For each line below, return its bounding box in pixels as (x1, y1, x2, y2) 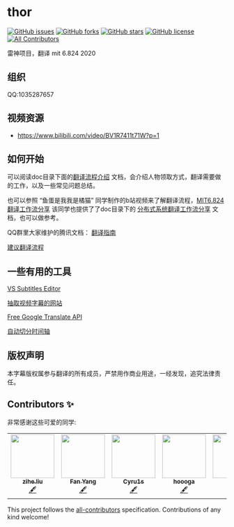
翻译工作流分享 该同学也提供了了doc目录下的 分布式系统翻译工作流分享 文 (7, 205, 219, 213)
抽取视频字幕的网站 (7, 299, 63, 307)
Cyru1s (123, 478, 144, 485)
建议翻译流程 (7, 243, 44, 251)
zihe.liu (22, 478, 43, 485)
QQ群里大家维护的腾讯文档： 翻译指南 (7, 228, 116, 237)
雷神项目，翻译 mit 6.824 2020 (7, 49, 96, 57)
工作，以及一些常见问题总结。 (13, 182, 99, 190)
